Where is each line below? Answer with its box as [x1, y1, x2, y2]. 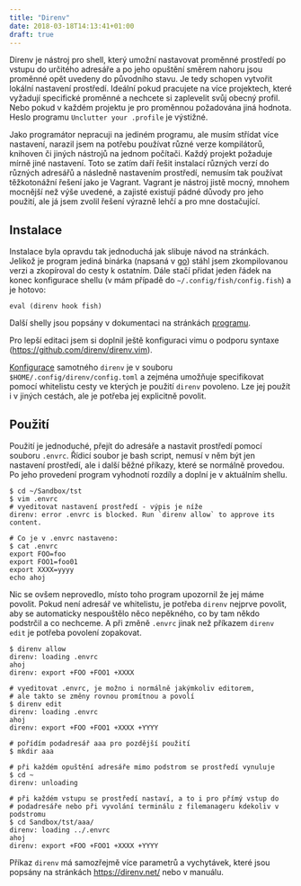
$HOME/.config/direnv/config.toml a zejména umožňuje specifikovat [9, 371, 264, 382]
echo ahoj [9, 573, 47, 582]
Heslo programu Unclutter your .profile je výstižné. [9, 112, 208, 122]
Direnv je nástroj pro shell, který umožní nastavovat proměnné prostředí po [9, 55, 286, 66]
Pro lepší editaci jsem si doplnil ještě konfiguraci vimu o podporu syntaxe [9, 335, 279, 346]
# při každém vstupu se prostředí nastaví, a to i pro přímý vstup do [9, 794, 279, 803]
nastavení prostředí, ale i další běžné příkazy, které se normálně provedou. [9, 460, 285, 470]
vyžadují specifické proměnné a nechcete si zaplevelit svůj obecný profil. [9, 93, 280, 103]
